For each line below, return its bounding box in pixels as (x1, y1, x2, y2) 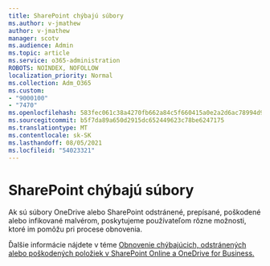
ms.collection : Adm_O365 (8, 79, 92, 87)
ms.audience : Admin (8, 42, 74, 50)
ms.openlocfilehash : (8, 109, 78, 117)
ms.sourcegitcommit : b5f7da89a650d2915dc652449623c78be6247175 (8, 117, 225, 125)
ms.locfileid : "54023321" (8, 146, 95, 154)
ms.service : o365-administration (8, 57, 121, 65)
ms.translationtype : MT (8, 124, 88, 132)
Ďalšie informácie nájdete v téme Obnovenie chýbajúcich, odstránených (8, 240, 247, 250)
